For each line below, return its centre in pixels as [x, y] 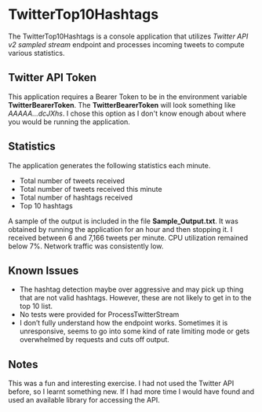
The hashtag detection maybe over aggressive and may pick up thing [131, 289]
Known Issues [44, 270]
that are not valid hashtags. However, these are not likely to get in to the [135, 298]
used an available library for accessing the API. [84, 400]
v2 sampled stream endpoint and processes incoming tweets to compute [126, 44]
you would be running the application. [69, 121]
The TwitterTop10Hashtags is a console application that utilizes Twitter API [128, 36]
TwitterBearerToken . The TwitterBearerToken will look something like [122, 105]
